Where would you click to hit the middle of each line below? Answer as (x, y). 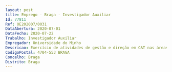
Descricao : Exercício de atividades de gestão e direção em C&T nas (80, 48)
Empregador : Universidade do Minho (43, 43)
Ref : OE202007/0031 (26, 24)
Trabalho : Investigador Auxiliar (41, 39)
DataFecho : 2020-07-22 (29, 33)
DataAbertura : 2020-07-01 (33, 29)
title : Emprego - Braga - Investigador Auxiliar (58, 15)
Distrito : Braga (23, 62)
